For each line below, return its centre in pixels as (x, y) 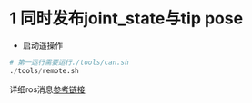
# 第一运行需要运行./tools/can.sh (69, 62)
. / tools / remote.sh (44, 70)
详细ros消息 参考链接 (47, 89)
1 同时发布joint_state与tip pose (126, 19)
